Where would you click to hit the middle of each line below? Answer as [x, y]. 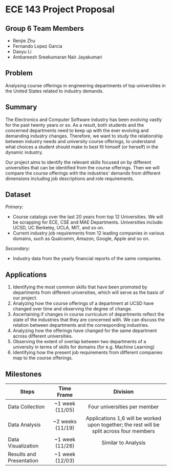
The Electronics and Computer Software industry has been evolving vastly [84, 120]
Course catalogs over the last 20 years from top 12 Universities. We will [88, 217]
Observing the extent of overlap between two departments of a [79, 342]
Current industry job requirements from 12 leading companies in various [89, 233]
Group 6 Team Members [45, 28]
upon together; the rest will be [124, 425]
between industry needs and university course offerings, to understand [81, 141]
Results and [22, 454]
